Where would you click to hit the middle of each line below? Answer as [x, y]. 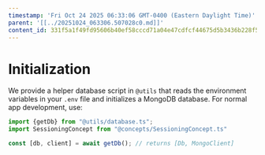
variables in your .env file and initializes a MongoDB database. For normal [128, 99]
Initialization [49, 69]
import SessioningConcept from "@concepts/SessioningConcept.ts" [118, 129]
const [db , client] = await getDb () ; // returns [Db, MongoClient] [121, 144]
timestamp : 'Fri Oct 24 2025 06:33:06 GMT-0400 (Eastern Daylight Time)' [132, 15]
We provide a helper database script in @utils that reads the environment [127, 90]
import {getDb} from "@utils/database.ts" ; [81, 122]
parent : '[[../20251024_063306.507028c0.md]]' [86, 23]
